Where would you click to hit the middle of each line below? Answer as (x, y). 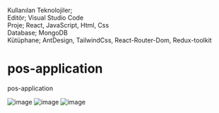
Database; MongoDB (38, 32)
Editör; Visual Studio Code (46, 18)
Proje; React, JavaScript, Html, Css (58, 25)
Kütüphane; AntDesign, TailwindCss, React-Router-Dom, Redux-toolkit (109, 40)
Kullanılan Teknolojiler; (40, 10)
